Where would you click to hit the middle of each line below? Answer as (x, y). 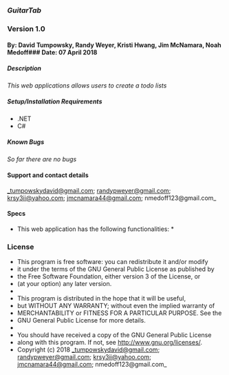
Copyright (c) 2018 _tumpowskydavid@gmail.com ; (88, 349)
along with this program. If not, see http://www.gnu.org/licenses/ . (110, 343)
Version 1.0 (26, 28)
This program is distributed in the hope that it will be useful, (101, 298)
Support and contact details (48, 175)
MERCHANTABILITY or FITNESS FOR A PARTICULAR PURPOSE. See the (119, 313)
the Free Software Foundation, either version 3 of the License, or (109, 276)
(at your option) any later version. (64, 284)
